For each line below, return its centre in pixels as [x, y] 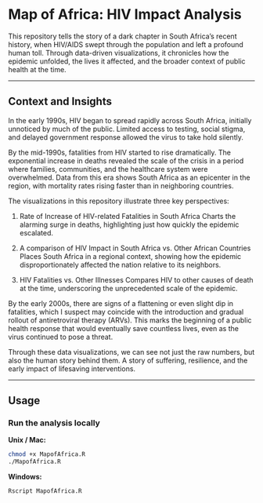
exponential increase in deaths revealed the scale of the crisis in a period [126, 160]
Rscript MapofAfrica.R [45, 491]
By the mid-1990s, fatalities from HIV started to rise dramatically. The [119, 152]
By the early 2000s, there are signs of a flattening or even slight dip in [121, 303]
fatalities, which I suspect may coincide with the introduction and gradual [126, 312]
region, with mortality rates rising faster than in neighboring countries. [121, 185]
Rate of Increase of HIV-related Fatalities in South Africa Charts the [128, 216]
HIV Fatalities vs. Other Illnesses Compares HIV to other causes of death [136, 279]
